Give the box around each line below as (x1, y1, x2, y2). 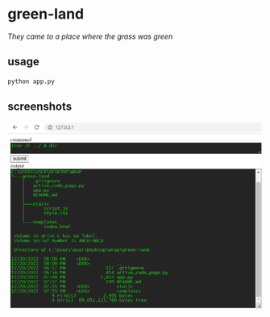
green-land (7, 5, 85, 23)
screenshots (7, 100, 73, 114)
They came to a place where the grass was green (7, 31, 173, 41)
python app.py (7, 77, 56, 86)
